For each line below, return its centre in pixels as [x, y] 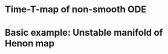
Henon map [30, 44]
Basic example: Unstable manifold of [84, 33]
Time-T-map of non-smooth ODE [76, 9]
